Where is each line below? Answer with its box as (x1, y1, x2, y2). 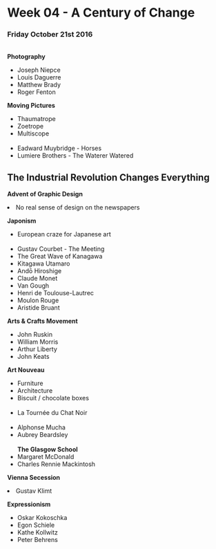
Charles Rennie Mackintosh (17, 460, 95, 468)
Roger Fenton (17, 88, 57, 96)
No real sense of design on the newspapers (16, 203, 140, 212)
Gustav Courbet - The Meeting (17, 245, 105, 253)
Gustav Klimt (16, 487, 52, 495)
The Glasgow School (17, 445, 78, 454)
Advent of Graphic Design (7, 190, 83, 198)
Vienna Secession (7, 474, 61, 482)
